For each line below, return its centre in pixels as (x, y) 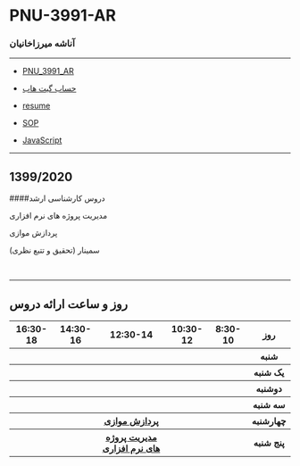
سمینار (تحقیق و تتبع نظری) (54, 250)
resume (36, 106)
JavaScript (42, 140)
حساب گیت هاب (49, 88)
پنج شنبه (269, 443)
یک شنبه (269, 373)
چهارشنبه (269, 421)
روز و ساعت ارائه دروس (68, 304)
